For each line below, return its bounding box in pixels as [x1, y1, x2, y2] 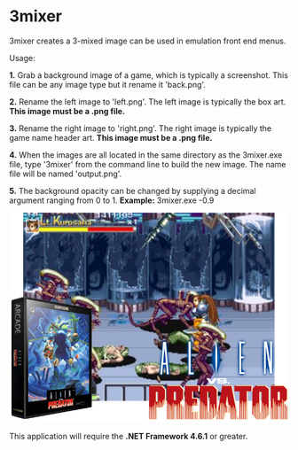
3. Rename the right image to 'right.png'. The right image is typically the [9, 122, 272, 134]
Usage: [9, 52, 35, 63]
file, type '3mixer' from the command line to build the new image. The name [9, 159, 286, 169]
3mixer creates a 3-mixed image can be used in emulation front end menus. [9, 35, 286, 46]
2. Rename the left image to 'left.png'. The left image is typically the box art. [9, 96, 286, 107]
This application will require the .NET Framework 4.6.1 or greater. [9, 431, 248, 441]
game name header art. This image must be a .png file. [9, 132, 213, 143]
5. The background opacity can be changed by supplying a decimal [9, 185, 256, 196]
